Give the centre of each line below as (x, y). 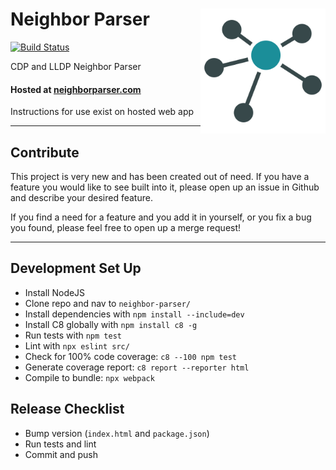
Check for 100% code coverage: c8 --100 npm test (130, 356)
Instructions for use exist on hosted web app (102, 112)
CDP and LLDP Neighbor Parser (76, 66)
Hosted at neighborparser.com (76, 89)
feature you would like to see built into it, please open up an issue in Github (165, 187)
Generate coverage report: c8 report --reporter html (137, 367)
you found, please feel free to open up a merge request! (126, 227)
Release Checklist (67, 409)
